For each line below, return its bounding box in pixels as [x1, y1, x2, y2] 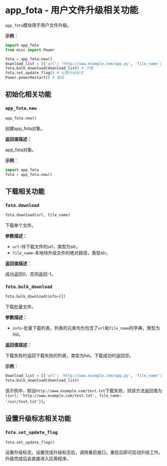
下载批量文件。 [5, 304, 36, 310]
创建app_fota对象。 [5, 125, 45, 131]
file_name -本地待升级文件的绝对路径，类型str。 [12, 250, 110, 256]
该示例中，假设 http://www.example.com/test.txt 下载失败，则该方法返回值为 [5, 387, 162, 393]
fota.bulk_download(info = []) [5, 294, 66, 299]
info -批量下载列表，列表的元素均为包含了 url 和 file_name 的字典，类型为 [12, 325, 160, 331]
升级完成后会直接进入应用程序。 [5, 455, 71, 461]
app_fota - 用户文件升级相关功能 [5, 5, 138, 16]
